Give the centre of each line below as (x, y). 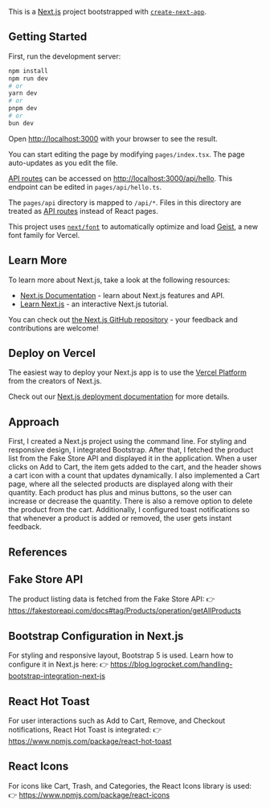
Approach (34, 422)
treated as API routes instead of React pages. (83, 211)
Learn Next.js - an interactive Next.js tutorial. (94, 304)
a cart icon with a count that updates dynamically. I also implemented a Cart (134, 476)
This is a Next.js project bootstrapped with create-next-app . (108, 12)
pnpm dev (23, 109)
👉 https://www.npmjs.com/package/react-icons (89, 794)
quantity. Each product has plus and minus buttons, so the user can (120, 493)
